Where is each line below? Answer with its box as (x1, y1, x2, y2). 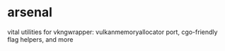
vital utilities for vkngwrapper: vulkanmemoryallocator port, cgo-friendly (7, 28, 218, 36)
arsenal (7, 4, 53, 21)
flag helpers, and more (7, 35, 74, 43)
